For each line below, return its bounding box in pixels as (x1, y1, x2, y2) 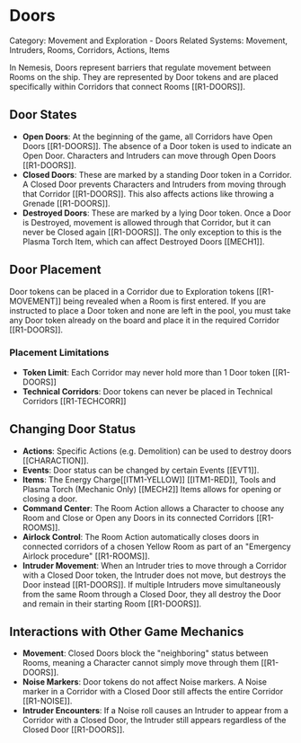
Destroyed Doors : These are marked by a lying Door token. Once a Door (22, 208, 292, 218)
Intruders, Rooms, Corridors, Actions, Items (9, 44, 171, 55)
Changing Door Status (9, 421, 137, 437)
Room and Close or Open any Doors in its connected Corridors (22, 512, 254, 523)
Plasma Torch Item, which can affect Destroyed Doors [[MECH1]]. (22, 235, 265, 247)
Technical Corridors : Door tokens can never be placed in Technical (22, 385, 273, 396)
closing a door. (22, 493, 78, 504)
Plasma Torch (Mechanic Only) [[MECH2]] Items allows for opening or (22, 483, 281, 494)
